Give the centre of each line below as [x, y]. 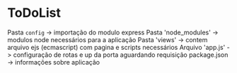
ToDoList [34, 13]
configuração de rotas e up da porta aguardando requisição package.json [121, 55]
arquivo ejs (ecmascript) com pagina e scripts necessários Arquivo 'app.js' [116, 47]
